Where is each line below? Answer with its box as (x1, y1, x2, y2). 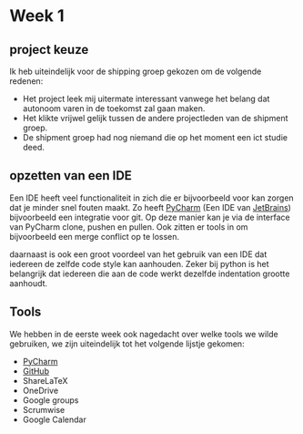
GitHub (22, 366, 50, 377)
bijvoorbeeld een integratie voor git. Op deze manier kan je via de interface (9, 212, 290, 222)
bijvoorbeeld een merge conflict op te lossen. (9, 231, 180, 242)
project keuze (9, 42, 89, 57)
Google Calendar (22, 414, 86, 425)
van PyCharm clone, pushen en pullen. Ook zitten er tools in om (9, 221, 248, 232)
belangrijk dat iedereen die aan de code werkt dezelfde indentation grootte (9, 268, 290, 279)
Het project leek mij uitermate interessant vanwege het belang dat (22, 93, 270, 104)
